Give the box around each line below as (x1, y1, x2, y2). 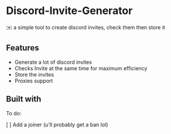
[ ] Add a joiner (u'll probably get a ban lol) (6, 121, 108, 128)
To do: (6, 109, 22, 116)
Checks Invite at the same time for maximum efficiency (14, 64, 148, 71)
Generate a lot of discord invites (14, 59, 93, 66)
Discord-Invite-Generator (6, 4, 133, 18)
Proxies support (14, 77, 53, 84)
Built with (6, 94, 42, 104)
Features (6, 43, 39, 53)
